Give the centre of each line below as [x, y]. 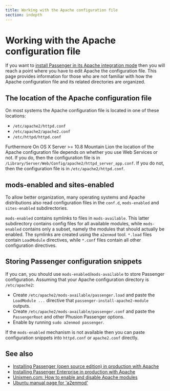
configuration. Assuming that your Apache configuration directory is [77, 279]
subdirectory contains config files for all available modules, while [74, 224]
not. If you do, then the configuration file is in [53, 158]
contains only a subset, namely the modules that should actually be [94, 229]
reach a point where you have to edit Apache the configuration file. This [81, 71]
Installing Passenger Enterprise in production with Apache [74, 371]
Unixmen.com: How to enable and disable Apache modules [75, 377]
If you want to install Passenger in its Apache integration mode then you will [85, 65]
